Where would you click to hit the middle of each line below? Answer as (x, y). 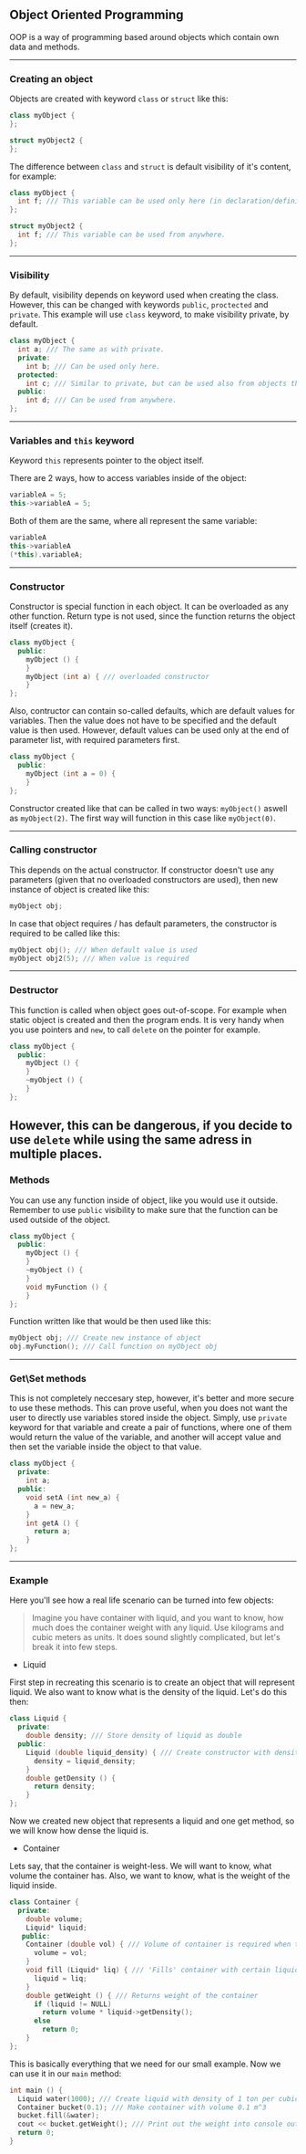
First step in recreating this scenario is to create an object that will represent (153, 1682)
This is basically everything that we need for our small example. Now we (145, 2064)
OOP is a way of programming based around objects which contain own (144, 37)
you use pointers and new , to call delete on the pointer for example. (135, 1030)
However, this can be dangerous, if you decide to (151, 1126)
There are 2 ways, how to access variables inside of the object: (128, 478)
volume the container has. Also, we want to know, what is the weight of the (150, 1876)
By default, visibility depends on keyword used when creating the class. (144, 295)
